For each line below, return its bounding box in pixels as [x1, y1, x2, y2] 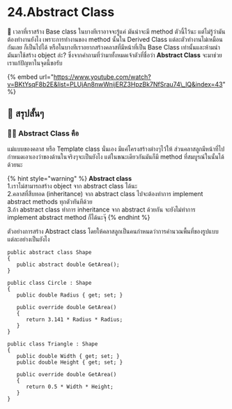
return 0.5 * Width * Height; [25, 383, 114, 390]
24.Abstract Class [7, 4, 115, 20]
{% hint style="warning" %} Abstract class [7, 174, 132, 182]
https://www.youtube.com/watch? [53, 73, 151, 81]
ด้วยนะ [7, 160, 23, 168]
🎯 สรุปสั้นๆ [7, 107, 44, 119]
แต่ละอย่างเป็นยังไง [7, 235, 50, 243]
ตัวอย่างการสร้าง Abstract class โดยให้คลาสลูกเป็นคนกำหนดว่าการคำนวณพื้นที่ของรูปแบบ [7, 227, 219, 235]
